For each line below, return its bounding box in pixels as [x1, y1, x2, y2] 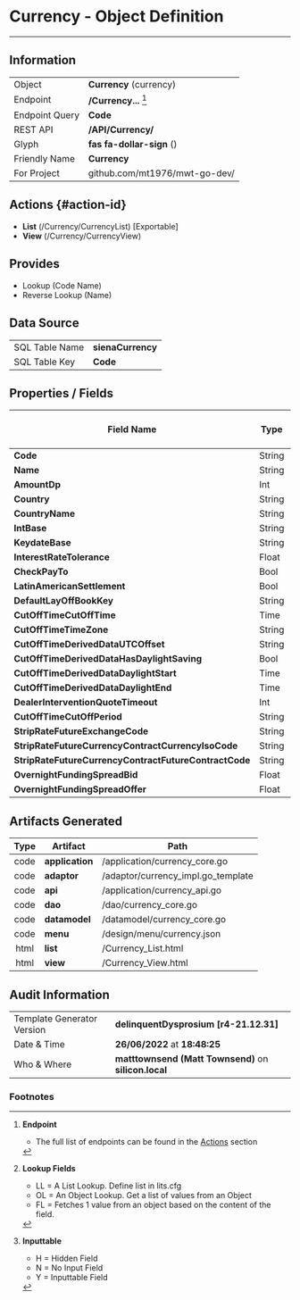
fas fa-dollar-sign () [87, 138, 178, 151]
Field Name [107, 423, 157, 436]
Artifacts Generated [9, 813, 123, 829]
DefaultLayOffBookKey [13, 595, 114, 607]
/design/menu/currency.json [101, 928, 221, 940]
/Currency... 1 [87, 92, 147, 107]
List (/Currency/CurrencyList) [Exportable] [21, 221, 179, 231]
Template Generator [13, 1012, 98, 1024]
